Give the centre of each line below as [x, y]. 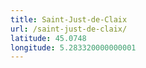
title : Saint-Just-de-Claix [69, 19]
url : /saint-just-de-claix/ [69, 29]
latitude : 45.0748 [48, 38]
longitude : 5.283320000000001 [73, 47]
